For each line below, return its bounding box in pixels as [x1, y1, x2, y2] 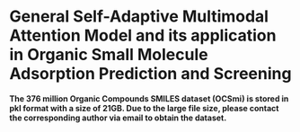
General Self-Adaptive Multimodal [9, 6, 269, 27]
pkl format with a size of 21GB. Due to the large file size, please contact [9, 102, 279, 113]
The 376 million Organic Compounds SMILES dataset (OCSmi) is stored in [9, 92, 289, 104]
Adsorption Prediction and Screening [9, 64, 292, 84]
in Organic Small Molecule [9, 45, 208, 65]
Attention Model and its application [9, 25, 277, 46]
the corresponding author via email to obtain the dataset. [9, 112, 227, 123]
